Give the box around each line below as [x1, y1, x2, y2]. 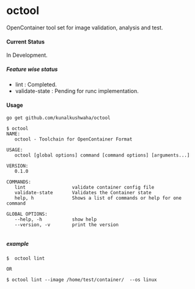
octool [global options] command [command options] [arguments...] [14, 152, 190, 159]
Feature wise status [6, 65, 58, 73]
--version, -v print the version [14, 222, 119, 228]
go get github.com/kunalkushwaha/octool [6, 115, 111, 121]
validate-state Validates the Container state [14, 190, 152, 196]
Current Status [6, 38, 45, 45]
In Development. [6, 51, 48, 59]
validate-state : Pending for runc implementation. [15, 87, 139, 95]
